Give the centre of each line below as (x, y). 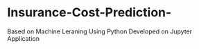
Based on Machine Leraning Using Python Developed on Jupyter (100, 31)
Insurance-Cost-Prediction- (89, 13)
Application (24, 38)
